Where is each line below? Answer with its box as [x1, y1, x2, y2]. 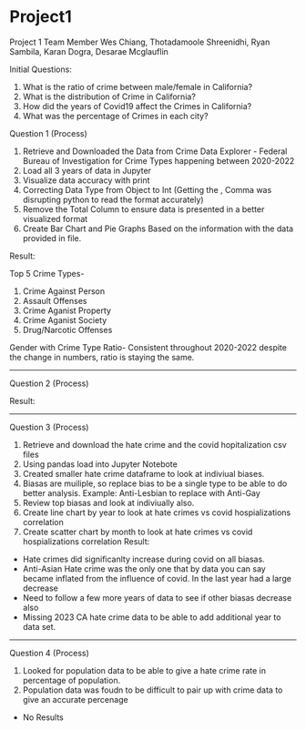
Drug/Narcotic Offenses [22, 324, 113, 335]
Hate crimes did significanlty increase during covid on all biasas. [22, 553, 266, 564]
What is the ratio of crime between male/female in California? [22, 81, 253, 92]
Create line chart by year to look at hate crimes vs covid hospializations [22, 507, 291, 518]
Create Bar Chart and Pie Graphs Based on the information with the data [22, 223, 294, 234]
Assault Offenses [22, 295, 87, 306]
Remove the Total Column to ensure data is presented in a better [22, 203, 265, 215]
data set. [22, 621, 56, 632]
